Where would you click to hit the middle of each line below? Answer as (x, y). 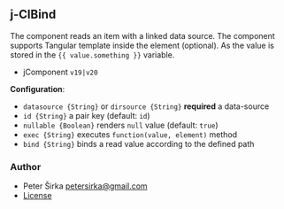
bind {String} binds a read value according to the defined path (138, 143)
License (37, 196)
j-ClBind (33, 15)
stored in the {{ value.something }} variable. (92, 54)
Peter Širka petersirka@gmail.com (85, 186)
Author (26, 166)
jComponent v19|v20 (60, 72)
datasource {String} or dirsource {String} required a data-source (146, 106)
